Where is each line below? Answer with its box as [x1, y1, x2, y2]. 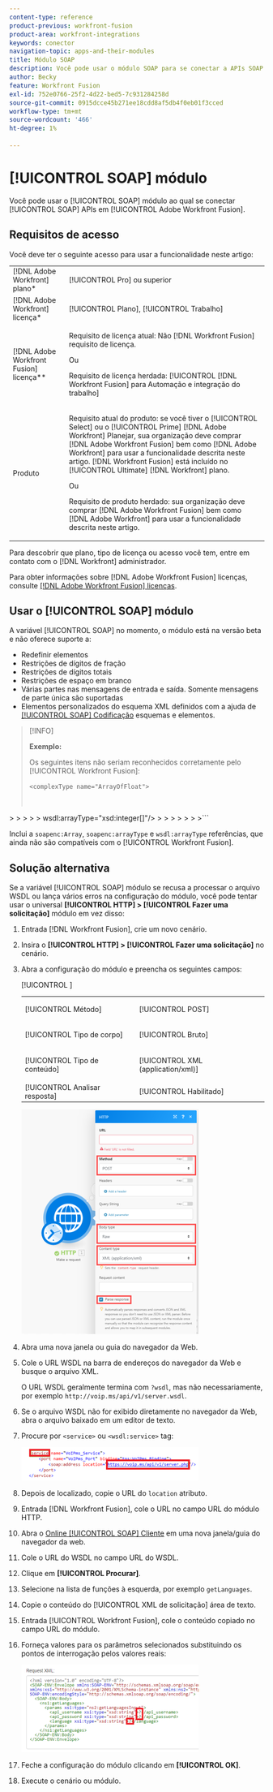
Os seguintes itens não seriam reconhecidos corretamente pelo [28, 757, 241, 767]
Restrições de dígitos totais [20, 667, 113, 677]
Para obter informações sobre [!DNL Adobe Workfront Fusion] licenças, [9, 572, 248, 582]
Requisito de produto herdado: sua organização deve [68, 497, 245, 506]
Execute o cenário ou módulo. [20, 1776, 122, 1786]
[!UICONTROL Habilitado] [139, 1087, 224, 1096]
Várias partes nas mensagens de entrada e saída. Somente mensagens [20, 684, 258, 694]
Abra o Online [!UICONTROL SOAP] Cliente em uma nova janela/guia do [20, 1528, 261, 1538]
